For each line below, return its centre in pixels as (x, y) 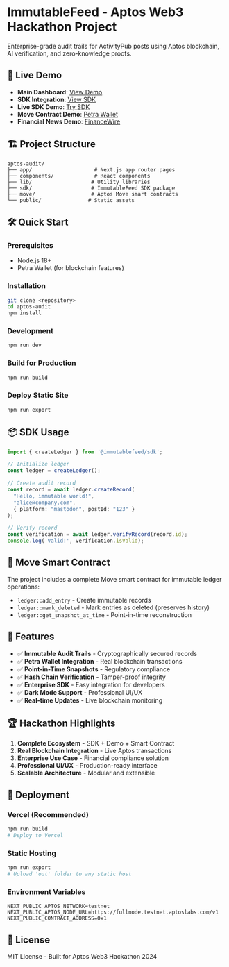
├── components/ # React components (79, 176)
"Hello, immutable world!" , (54, 496)
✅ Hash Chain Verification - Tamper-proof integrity (92, 677)
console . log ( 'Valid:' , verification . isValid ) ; (76, 541)
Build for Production (42, 363)
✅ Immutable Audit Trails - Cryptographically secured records (107, 653)
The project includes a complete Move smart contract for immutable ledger (114, 579)
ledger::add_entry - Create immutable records (84, 600)
